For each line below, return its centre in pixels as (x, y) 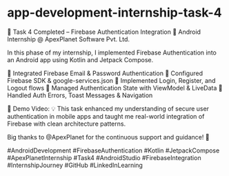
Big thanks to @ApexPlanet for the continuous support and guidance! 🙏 (108, 137)
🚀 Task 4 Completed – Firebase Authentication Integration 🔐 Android (104, 32)
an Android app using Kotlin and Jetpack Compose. (80, 59)
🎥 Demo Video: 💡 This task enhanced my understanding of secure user (108, 108)
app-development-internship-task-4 (114, 13)
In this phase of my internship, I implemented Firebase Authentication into (112, 52)
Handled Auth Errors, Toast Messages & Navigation (80, 95)
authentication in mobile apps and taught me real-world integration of (106, 116)
